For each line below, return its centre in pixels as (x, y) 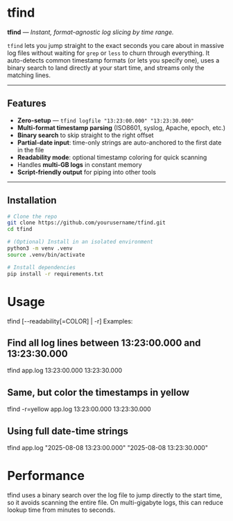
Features (27, 103)
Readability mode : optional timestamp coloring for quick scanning (112, 157)
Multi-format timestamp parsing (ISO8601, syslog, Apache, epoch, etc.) (121, 127)
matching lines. (29, 75)
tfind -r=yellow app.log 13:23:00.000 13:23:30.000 (79, 409)
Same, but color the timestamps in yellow (98, 392)
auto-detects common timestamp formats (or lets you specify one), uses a (113, 60)
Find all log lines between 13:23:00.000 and (104, 343)
